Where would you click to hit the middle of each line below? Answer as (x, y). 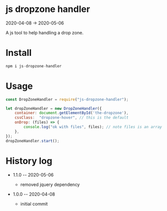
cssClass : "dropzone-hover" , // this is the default (72, 118)
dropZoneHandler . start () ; (32, 141)
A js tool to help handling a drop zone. (45, 32)
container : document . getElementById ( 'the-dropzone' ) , (72, 113)
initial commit (34, 204)
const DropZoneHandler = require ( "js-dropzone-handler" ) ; (67, 99)
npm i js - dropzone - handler (34, 66)
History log (29, 161)
